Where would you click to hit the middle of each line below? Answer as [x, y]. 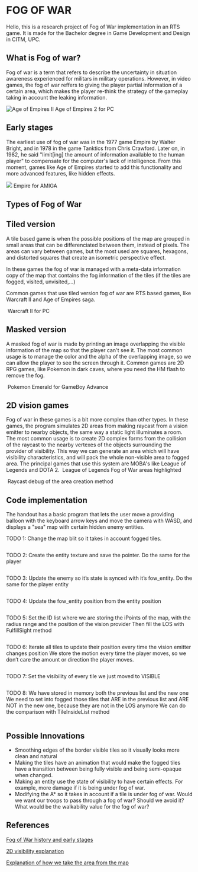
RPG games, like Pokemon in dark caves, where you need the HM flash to [95, 369]
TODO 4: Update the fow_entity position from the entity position [84, 601]
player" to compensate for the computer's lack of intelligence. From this [94, 161]
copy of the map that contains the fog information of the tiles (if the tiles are [98, 275]
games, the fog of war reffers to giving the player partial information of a [94, 85]
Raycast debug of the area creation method [60, 481]
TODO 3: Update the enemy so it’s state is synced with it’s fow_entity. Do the [99, 578]
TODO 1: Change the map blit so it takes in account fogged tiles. [84, 539]
